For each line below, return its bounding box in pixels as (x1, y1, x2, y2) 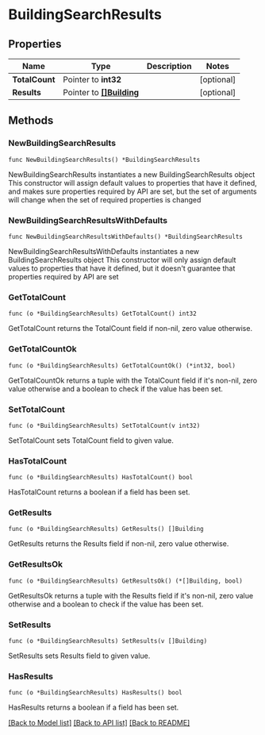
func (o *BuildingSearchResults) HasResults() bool (8, 689, 182, 697)
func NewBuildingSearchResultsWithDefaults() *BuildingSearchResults (8, 233, 244, 241)
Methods (8, 114, 54, 128)
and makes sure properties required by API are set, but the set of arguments (8, 187, 257, 196)
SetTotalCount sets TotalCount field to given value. (8, 435, 175, 445)
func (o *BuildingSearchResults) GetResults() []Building (8, 525, 204, 533)
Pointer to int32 (63, 74, 121, 85)
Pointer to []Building (63, 87, 140, 98)
